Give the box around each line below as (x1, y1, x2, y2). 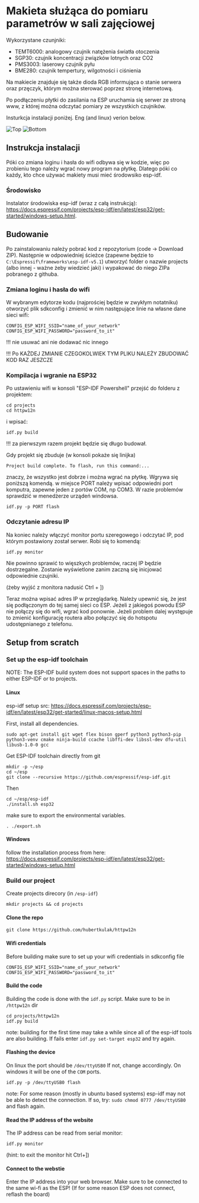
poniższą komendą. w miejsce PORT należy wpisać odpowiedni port (6, 480, 173, 487)
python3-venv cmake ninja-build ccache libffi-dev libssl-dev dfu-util (6, 736, 187, 742)
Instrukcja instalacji (6, 143, 81, 153)
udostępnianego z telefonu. (6, 620, 73, 628)
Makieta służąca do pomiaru (6, 4, 149, 18)
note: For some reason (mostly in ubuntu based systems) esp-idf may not (6, 1089, 185, 1097)
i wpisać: (6, 418, 28, 426)
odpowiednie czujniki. (6, 572, 59, 579)
